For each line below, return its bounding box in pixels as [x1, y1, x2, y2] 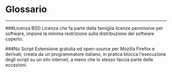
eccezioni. [5, 62, 27, 68]
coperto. [5, 35, 24, 42]
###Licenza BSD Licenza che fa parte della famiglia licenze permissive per [5, 25, 163, 31]
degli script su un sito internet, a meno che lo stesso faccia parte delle [5, 56, 154, 62]
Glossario [5, 4, 47, 15]
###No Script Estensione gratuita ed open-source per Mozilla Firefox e [5, 46, 155, 52]
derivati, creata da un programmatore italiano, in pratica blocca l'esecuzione [5, 51, 166, 57]
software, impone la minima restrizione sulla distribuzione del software [5, 30, 155, 37]
